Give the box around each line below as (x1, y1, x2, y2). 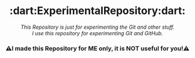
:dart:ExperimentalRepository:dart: (9, 4, 186, 18)
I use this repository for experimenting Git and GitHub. (32, 29, 163, 36)
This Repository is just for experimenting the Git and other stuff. (20, 23, 175, 30)
